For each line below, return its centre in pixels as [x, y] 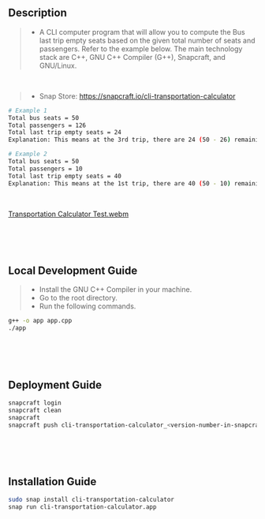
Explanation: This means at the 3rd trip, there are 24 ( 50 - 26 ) [119, 140]
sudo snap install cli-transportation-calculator [91, 500]
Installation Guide [52, 482]
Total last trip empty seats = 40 [65, 176]
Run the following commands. [88, 306]
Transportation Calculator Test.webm [68, 214]
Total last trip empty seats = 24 [65, 133]
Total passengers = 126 [47, 125]
